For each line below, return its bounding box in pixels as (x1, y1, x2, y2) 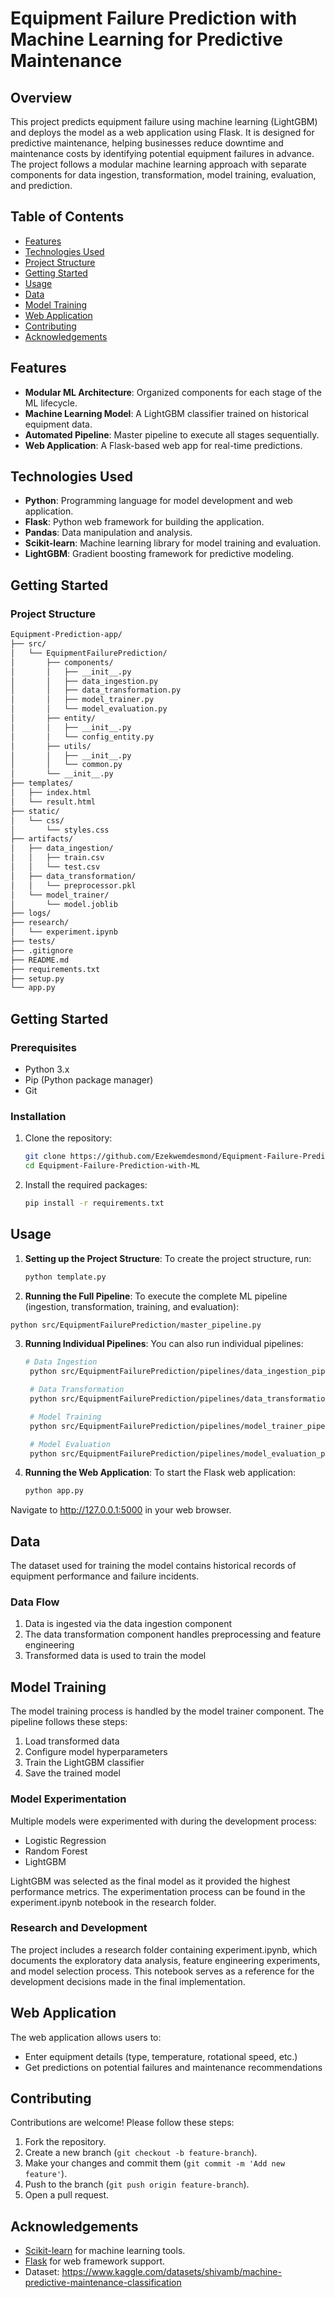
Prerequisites (10, 1040, 77, 1054)
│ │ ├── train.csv (10, 853, 105, 863)
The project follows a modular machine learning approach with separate (10, 158, 307, 170)
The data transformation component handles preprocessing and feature (24, 1628, 322, 1641)
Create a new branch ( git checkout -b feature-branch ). (24, 2147, 258, 2159)
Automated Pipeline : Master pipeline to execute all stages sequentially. (24, 428, 320, 441)
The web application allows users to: (10, 2031, 162, 2043)
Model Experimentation (10, 1792, 127, 1806)
